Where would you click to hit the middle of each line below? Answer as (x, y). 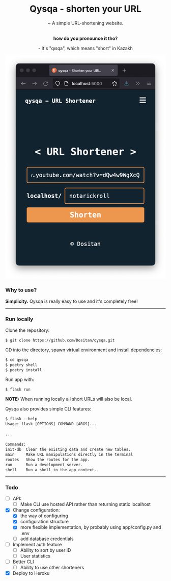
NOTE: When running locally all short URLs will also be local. (69, 399)
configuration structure (44, 522)
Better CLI (23, 562)
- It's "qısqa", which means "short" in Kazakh (85, 48)
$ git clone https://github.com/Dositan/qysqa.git (60, 340)
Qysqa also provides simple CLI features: (48, 408)
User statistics (35, 556)
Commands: (16, 444)
